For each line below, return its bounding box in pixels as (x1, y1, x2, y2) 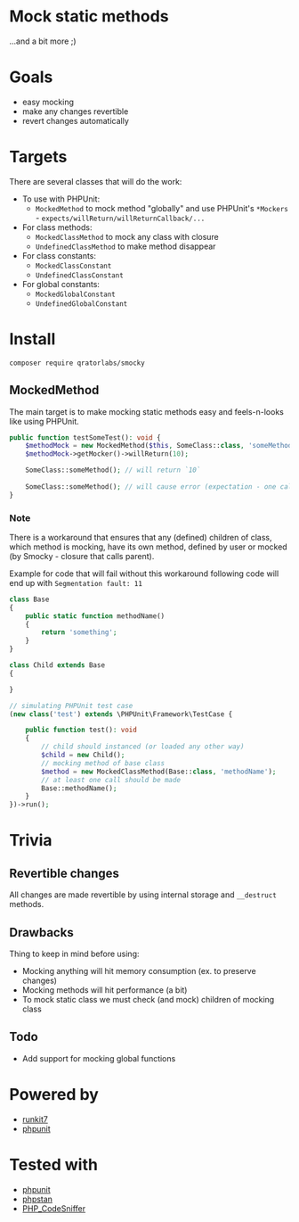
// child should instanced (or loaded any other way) (41, 742, 245, 751)
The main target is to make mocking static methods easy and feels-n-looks (9, 406, 285, 417)
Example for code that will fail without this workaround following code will (9, 568, 279, 579)
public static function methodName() (25, 611, 166, 621)
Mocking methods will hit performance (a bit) (21, 985, 188, 995)
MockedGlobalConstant (35, 290, 116, 299)
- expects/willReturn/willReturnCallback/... (35, 212, 206, 223)
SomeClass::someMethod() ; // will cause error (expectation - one (25, 482, 277, 491)
